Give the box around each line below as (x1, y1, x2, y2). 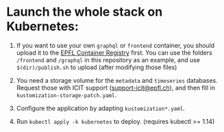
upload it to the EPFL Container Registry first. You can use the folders (16, 49, 213, 57)
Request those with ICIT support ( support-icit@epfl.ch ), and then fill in (16, 83, 215, 92)
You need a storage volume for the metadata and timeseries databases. (16, 76, 219, 84)
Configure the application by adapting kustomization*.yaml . (16, 104, 186, 112)
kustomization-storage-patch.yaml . (16, 90, 117, 99)
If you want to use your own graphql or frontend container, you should (16, 41, 215, 49)
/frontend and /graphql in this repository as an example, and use (16, 55, 200, 64)
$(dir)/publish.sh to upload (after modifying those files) (16, 63, 177, 71)
